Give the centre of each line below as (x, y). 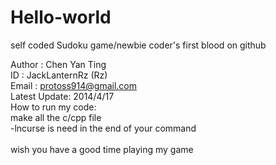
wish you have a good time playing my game (102, 149)
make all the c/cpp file (56, 117)
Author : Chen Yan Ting (58, 64)
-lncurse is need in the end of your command (103, 128)
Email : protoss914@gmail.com (73, 85)
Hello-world (61, 17)
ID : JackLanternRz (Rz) (59, 75)
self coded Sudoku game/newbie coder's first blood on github (138, 45)
